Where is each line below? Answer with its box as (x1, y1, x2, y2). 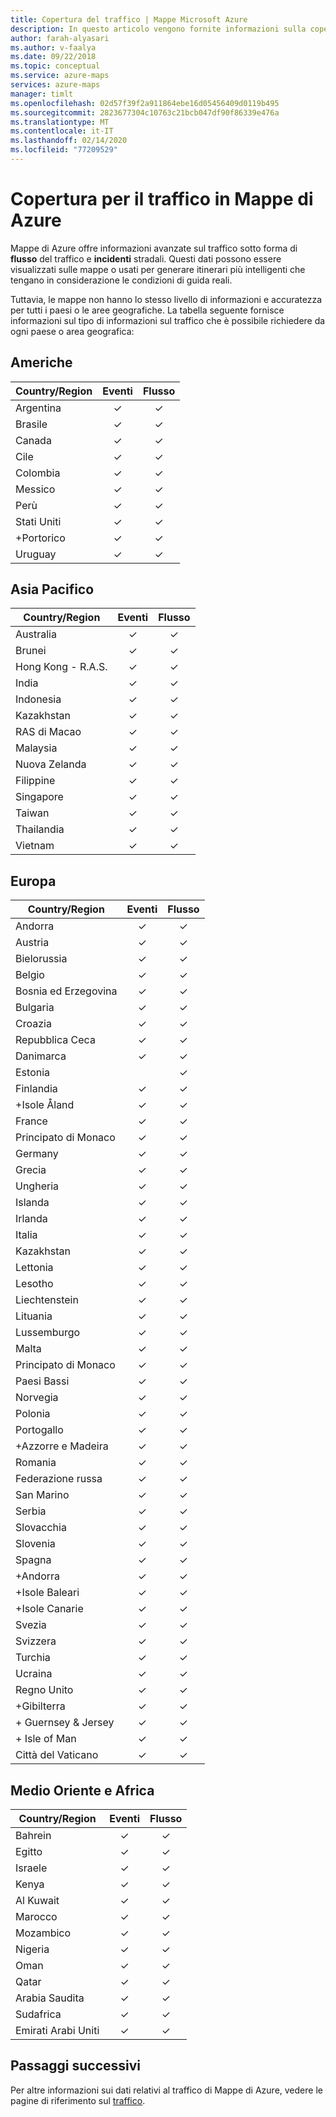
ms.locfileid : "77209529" (10, 145, 118, 155)
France (15, 1114, 48, 1128)
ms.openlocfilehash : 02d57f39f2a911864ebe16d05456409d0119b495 (10, 98, 280, 108)
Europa (10, 872, 57, 890)
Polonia (15, 1407, 51, 1421)
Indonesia (15, 692, 62, 706)
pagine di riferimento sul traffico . (10, 2094, 146, 2106)
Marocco (15, 1910, 58, 1924)
